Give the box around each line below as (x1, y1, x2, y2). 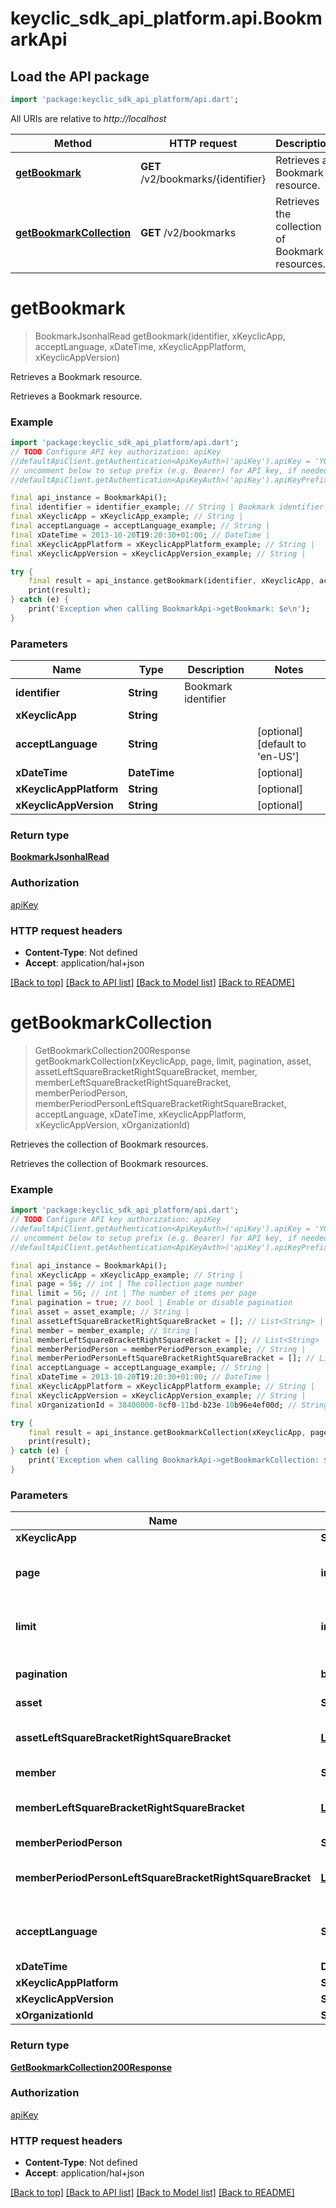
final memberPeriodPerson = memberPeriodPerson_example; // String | (10, 1344, 307, 1354)
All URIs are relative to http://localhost (10, 112, 167, 124)
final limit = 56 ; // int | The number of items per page (10, 1288, 257, 1299)
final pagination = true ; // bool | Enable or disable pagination (10, 1298, 293, 1308)
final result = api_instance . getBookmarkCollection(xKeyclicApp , (28, 1427, 307, 1437)
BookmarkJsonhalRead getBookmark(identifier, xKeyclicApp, (34, 330, 286, 342)
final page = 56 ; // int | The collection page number (10, 1279, 244, 1289)
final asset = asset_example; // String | (10, 1307, 190, 1317)
